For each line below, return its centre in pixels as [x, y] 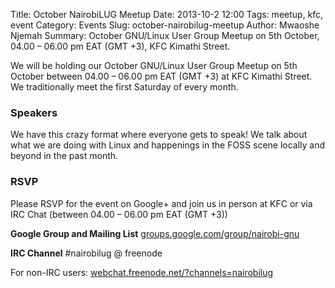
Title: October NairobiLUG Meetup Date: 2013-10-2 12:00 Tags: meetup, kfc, [167, 14]
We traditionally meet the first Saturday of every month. [124, 87]
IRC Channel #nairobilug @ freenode [86, 253]
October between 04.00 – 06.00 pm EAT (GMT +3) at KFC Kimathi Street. [161, 76]
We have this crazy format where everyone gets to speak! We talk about [159, 135]
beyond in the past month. [64, 156]
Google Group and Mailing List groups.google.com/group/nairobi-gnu [155, 233]
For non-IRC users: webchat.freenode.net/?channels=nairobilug [142, 272]
